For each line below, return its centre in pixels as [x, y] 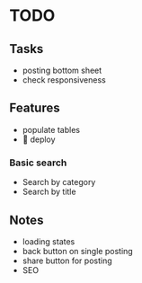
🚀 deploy [39, 139]
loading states [49, 241]
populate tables [51, 129]
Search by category [59, 182]
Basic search [38, 163]
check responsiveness [64, 80]
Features [35, 108]
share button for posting [67, 261]
